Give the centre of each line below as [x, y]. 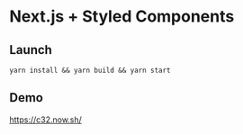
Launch [31, 50]
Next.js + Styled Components [122, 17]
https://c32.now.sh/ [46, 120]
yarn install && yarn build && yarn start [90, 70]
